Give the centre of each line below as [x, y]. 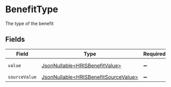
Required [154, 53]
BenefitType [32, 9]
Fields [15, 39]
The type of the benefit [30, 23]
